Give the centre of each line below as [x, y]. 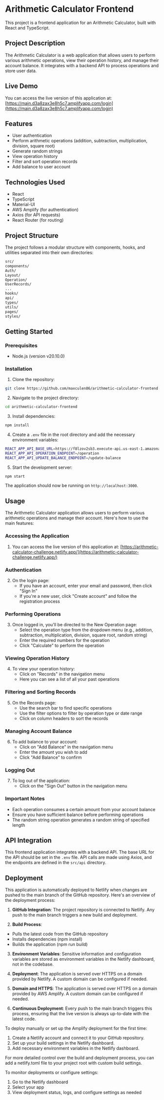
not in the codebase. [33, 964]
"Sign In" [28, 591]
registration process [40, 601]
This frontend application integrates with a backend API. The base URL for [80, 852]
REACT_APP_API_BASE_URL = [30, 449]
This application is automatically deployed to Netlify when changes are [76, 890]
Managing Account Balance [39, 731]
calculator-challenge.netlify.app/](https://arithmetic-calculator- [75, 552]
